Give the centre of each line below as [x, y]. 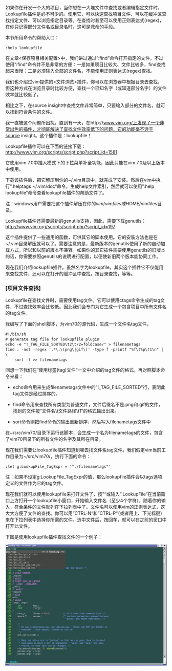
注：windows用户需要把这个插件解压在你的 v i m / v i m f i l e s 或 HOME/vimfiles [81, 203]
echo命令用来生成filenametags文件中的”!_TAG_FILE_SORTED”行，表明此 [89, 387]
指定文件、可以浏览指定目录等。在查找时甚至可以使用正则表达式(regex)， [87, 20]
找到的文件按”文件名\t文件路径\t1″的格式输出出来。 [66, 411]
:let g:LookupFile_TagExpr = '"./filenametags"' [58, 467]
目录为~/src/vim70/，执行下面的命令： [50, 457]
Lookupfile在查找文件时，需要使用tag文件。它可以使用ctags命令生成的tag [83, 300]
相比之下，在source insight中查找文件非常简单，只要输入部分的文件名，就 [83, 105]
